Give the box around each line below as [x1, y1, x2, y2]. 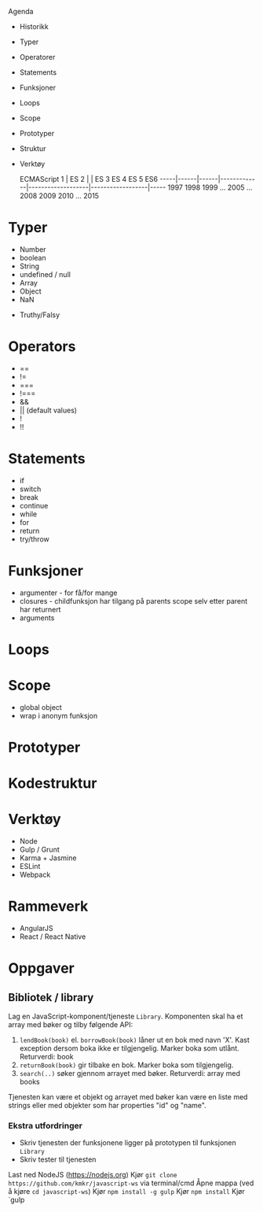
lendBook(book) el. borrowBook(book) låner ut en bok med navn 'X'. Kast [19, 1035, 250, 1045]
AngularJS [19, 924, 53, 933]
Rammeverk [8, 897, 89, 915]
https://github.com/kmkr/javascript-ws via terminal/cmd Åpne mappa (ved [8, 1178, 254, 1188]
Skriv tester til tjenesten [19, 1155, 97, 1164]
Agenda [8, 7, 34, 16]
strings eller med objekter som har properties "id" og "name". [8, 1101, 206, 1110]
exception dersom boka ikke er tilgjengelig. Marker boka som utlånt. [19, 1044, 239, 1053]
